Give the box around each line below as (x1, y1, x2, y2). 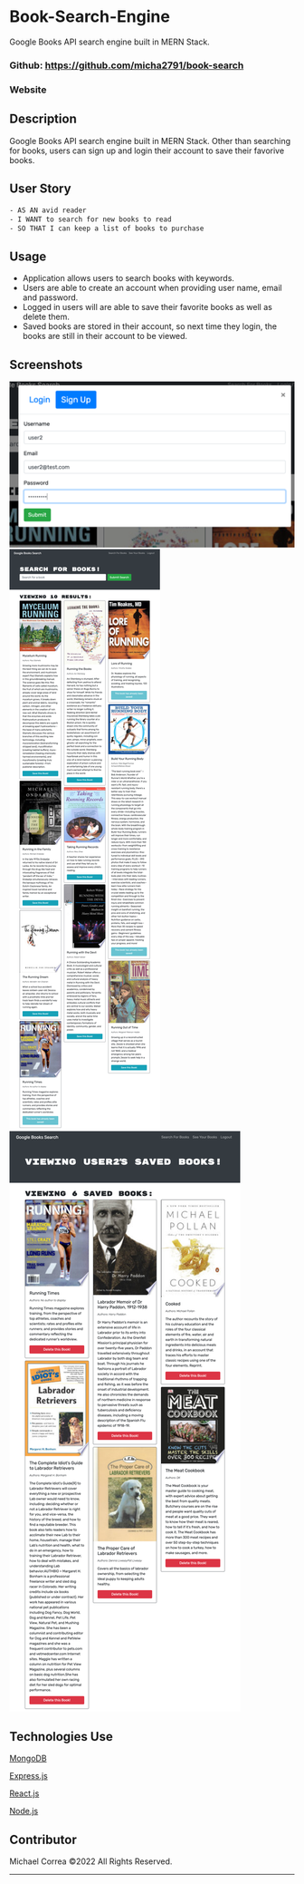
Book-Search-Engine (9, 6, 170, 27)
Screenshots (9, 356, 83, 373)
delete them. (22, 311, 70, 323)
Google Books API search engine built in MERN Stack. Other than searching (9, 135, 291, 146)
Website (9, 83, 47, 96)
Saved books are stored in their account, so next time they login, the (22, 321, 278, 332)
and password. (22, 292, 79, 303)
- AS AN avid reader (9, 206, 88, 215)
